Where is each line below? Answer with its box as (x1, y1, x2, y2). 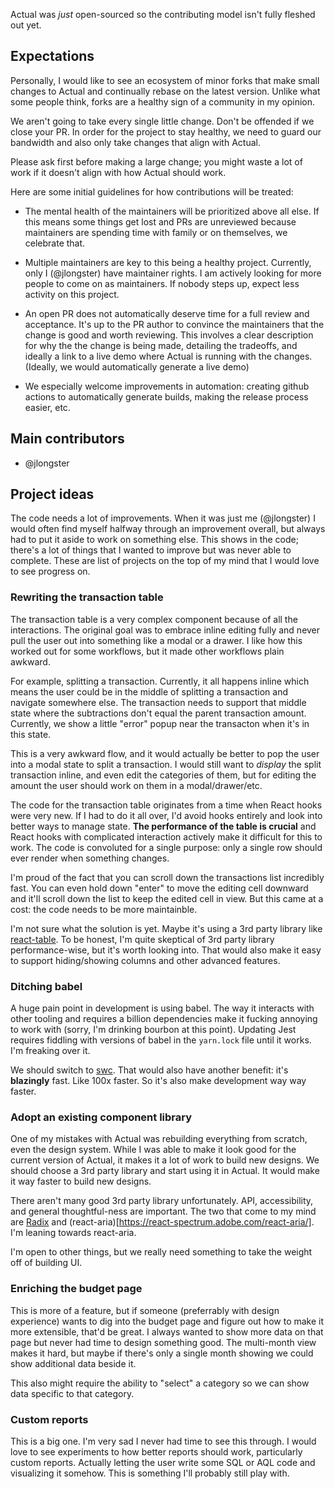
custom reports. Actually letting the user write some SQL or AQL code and (10, 1456, 316, 1468)
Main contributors (10, 430, 125, 448)
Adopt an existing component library (10, 1110, 193, 1124)
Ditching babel (10, 979, 83, 993)
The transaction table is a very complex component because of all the (10, 613, 298, 625)
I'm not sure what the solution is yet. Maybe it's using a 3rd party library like (10, 922, 323, 934)
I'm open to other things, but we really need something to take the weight (10, 1246, 313, 1258)
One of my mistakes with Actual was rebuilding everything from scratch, (10, 1133, 308, 1145)
